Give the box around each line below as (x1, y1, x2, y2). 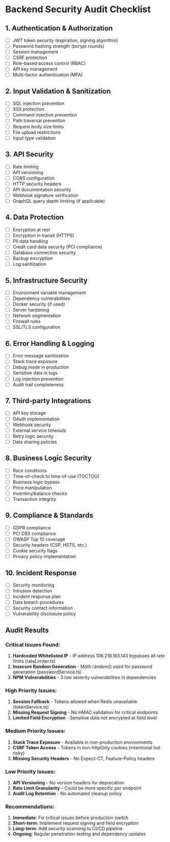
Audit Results (5, 626, 49, 634)
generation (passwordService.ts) (12, 669, 82, 675)
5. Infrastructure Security (5, 276, 88, 285)
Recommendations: (5, 803, 55, 810)
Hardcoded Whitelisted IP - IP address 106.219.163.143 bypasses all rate (12, 653, 165, 659)
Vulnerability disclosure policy (12, 611, 76, 617)
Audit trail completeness (12, 381, 64, 387)
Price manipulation (12, 485, 52, 491)
